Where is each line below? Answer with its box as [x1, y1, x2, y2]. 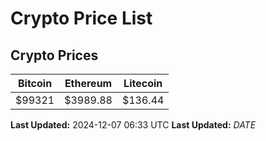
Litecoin [123, 77, 163, 90]
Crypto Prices [10, 47, 99, 64]
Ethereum [64, 77, 113, 90]
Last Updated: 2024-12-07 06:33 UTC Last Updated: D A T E [10, 119, 257, 131]
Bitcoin [17, 77, 53, 90]
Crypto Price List [10, 7, 153, 30]
